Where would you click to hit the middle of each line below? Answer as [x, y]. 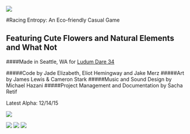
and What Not [31, 48]
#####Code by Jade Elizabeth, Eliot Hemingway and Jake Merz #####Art [95, 73]
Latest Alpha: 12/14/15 [32, 103]
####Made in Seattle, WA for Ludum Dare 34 [60, 61]
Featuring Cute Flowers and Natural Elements [90, 38]
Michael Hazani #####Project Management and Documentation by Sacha [94, 85]
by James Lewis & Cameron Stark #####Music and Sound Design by [89, 79]
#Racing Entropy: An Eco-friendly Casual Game [63, 20]
